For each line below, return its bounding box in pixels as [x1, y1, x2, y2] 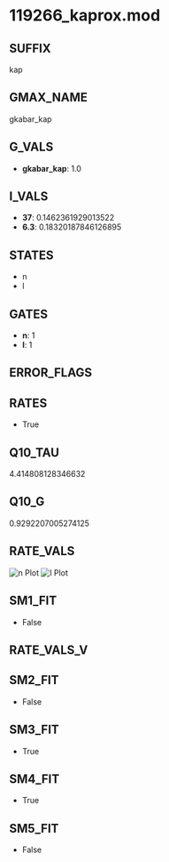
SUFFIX [9, 41, 51, 56]
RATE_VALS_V [9, 642, 88, 657]
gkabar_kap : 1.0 [21, 163, 82, 173]
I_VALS [9, 189, 49, 205]
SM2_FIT [9, 673, 59, 688]
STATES [9, 247, 55, 262]
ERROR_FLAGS [9, 366, 93, 381]
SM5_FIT [9, 820, 59, 836]
